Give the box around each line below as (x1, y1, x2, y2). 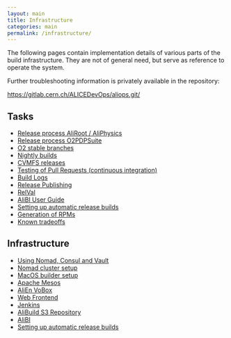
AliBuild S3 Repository (17, 307, 81, 316)
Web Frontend (17, 293, 58, 301)
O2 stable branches (17, 144, 74, 152)
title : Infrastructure (7, 17, 73, 24)
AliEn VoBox (17, 286, 53, 294)
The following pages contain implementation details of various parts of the (7, 49, 221, 57)
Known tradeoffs (17, 218, 66, 226)
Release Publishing (17, 181, 72, 189)
